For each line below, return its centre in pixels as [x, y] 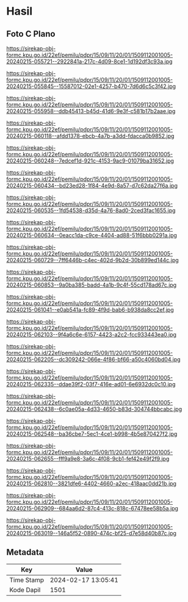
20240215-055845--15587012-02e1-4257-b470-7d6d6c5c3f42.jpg [91, 86]
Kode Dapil [25, 590]
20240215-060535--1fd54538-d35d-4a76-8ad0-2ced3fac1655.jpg [91, 210]
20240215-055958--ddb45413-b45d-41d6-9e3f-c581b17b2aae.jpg [91, 111]
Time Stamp [27, 580]
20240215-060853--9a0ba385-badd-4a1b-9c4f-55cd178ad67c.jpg [92, 285]
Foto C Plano [31, 34]
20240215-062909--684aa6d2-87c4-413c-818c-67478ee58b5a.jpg [92, 508]
